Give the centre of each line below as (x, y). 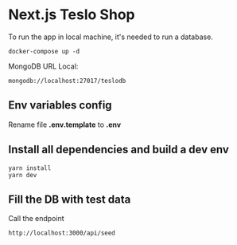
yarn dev (23, 175)
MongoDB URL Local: (43, 66)
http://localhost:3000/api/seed (62, 233)
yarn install (30, 168)
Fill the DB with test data (70, 199)
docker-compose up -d (44, 51)
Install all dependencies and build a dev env (118, 150)
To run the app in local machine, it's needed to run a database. (111, 37)
